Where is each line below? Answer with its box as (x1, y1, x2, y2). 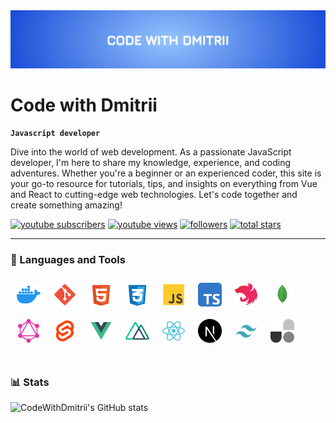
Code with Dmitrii (10, 94, 158, 116)
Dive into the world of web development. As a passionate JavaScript (10, 146, 292, 158)
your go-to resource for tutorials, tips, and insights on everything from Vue (10, 178, 318, 190)
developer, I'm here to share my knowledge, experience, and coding (10, 157, 291, 169)
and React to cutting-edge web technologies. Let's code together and (10, 189, 298, 201)
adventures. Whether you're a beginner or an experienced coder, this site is (10, 167, 322, 179)
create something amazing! (10, 199, 123, 211)
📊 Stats (10, 375, 50, 389)
